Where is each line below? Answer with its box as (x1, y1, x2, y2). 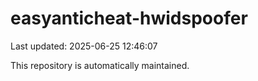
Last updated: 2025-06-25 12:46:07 (10, 40, 158, 52)
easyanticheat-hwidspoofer (10, 7, 248, 30)
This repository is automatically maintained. (10, 59, 190, 71)
